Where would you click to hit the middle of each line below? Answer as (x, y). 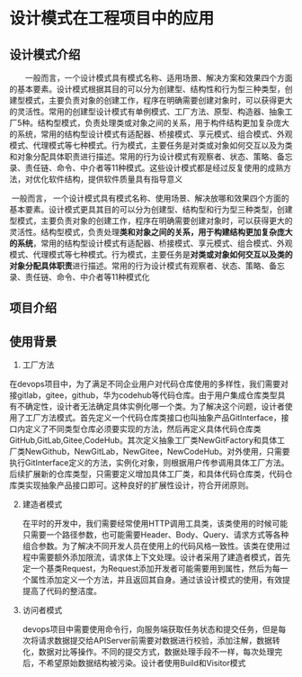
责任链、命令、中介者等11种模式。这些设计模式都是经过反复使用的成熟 (154, 168)
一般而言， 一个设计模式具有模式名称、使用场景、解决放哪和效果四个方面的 (150, 198)
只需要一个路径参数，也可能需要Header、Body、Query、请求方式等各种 (155, 535)
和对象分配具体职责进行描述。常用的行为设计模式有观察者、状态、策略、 (143, 157)
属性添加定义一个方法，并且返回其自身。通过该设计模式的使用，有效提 (160, 580)
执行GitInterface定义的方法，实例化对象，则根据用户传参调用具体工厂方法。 (149, 463)
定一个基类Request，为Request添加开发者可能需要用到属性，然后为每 (151, 569)
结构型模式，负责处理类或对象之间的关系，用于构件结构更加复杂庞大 (164, 123)
